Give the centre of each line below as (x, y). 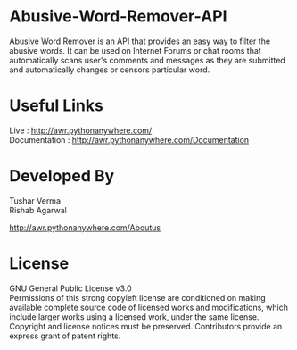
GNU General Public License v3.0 (70, 288)
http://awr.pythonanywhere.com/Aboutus (85, 227)
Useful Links (57, 106)
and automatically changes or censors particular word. (110, 70)
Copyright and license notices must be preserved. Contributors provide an (146, 326)
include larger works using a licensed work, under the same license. (134, 317)
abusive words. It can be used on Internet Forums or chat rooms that (135, 50)
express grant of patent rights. (65, 336)
